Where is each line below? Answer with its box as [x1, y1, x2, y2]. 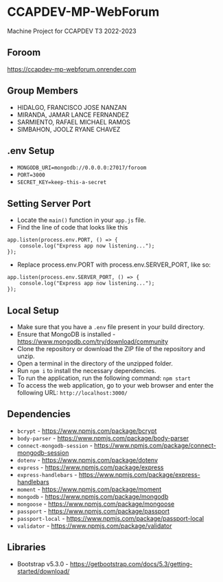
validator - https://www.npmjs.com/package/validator [16, 522, 172, 530]
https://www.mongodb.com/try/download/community [16, 337, 169, 346]
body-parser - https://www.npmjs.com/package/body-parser [16, 434, 189, 442]
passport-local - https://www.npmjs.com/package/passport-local [16, 514, 204, 522]
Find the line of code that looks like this [16, 223, 128, 232]
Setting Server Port [7, 197, 91, 210]
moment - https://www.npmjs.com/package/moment [16, 485, 162, 493]
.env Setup [7, 145, 55, 157]
